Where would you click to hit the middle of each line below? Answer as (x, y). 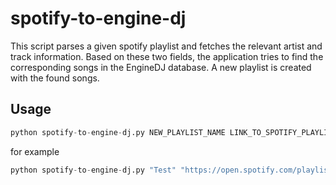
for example (35, 151)
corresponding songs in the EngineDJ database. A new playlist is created (161, 67)
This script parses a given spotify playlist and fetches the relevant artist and (166, 46)
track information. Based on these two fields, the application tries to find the (167, 56)
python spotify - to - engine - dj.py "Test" (93, 170)
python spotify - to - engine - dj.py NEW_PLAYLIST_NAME (118, 132)
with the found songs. (55, 78)
